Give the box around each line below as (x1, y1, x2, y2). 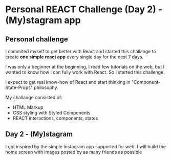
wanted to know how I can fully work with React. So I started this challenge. (5, 69, 165, 75)
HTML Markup (12, 104, 44, 110)
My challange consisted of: (5, 95, 62, 100)
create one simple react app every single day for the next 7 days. (5, 54, 144, 60)
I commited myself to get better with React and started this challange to (5, 49, 156, 54)
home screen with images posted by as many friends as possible (5, 149, 142, 155)
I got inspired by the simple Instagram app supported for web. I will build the (5, 143, 166, 149)
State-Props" (5, 84, 33, 90)
